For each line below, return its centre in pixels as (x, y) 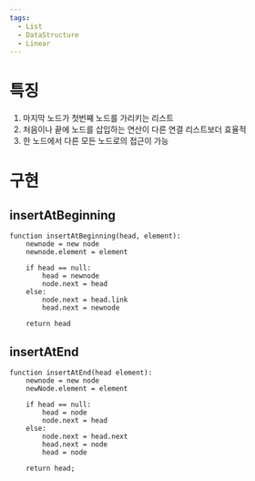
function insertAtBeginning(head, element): (95, 236)
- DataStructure (48, 35)
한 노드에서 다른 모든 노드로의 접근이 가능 (96, 141)
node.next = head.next (85, 436)
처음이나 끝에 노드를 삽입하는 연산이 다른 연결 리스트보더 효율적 (134, 129)
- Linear (34, 43)
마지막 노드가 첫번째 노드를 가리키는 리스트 (98, 118)
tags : (20, 18)
